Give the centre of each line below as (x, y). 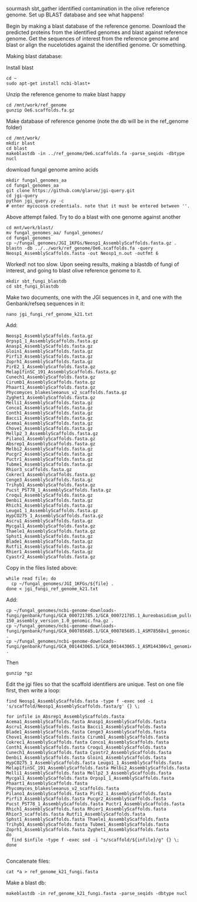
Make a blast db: (26, 883)
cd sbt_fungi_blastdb (33, 287)
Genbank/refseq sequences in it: (45, 304)
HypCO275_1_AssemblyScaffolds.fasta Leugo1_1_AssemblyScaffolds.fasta (94, 763)
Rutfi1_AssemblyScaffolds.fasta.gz (50, 547)
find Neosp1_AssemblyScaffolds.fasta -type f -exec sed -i (80, 701)
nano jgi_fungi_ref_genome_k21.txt (50, 314)
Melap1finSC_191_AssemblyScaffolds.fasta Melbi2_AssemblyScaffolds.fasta (98, 768)
